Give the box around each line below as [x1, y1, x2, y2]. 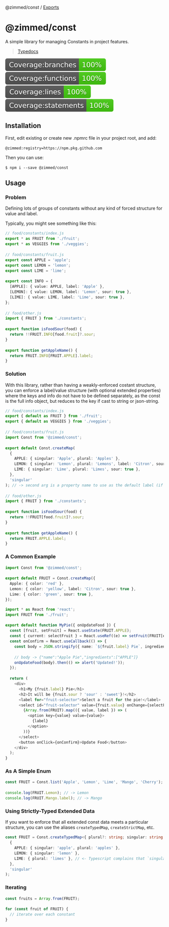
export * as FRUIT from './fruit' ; [5, 236, 80, 241]
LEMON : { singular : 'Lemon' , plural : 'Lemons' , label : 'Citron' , [14, 461, 154, 467]
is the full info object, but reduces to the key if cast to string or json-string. [5, 398, 159, 404]
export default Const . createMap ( [5, 446, 75, 451]
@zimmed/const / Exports [5, 5, 59, 10]
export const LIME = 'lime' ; [5, 268, 66, 273]
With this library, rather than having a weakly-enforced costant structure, [5, 382, 156, 388]
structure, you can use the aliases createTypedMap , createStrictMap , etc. [5, 824, 155, 831]
